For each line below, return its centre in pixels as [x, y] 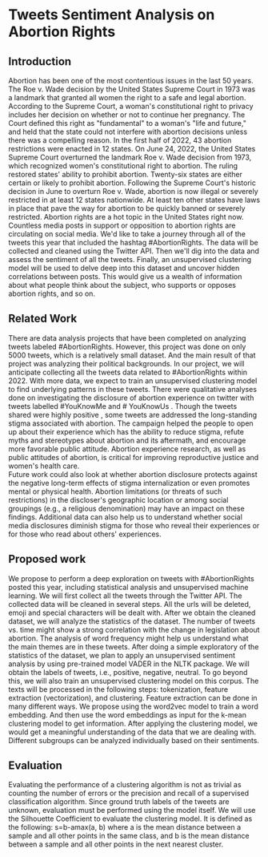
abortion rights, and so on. [52, 293]
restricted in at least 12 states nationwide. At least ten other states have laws [134, 200]
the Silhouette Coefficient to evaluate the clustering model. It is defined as [130, 819]
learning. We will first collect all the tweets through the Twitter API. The [125, 596]
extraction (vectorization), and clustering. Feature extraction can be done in [133, 697]
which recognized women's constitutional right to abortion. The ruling [123, 166]
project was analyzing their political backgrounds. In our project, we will [126, 363]
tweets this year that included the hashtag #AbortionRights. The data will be [133, 243]
